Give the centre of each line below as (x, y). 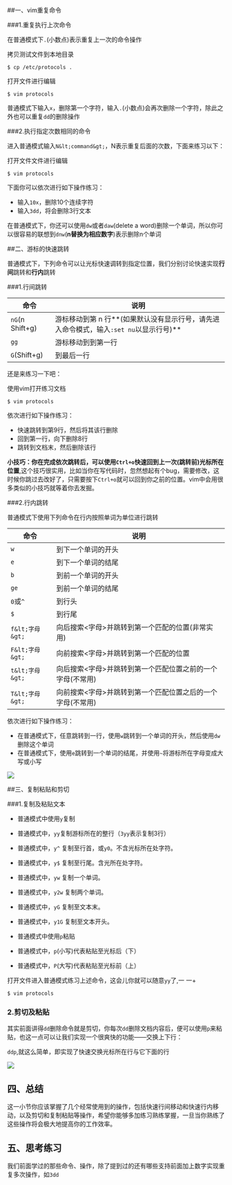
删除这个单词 (35, 744)
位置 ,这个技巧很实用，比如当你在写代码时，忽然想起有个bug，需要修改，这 (113, 470)
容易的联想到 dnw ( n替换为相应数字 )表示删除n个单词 (90, 234)
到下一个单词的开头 (87, 550)
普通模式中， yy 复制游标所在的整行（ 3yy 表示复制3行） (94, 833)
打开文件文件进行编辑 (37, 160)
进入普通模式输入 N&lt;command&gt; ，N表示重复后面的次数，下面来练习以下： (116, 146)
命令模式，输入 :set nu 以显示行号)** (122, 329)
